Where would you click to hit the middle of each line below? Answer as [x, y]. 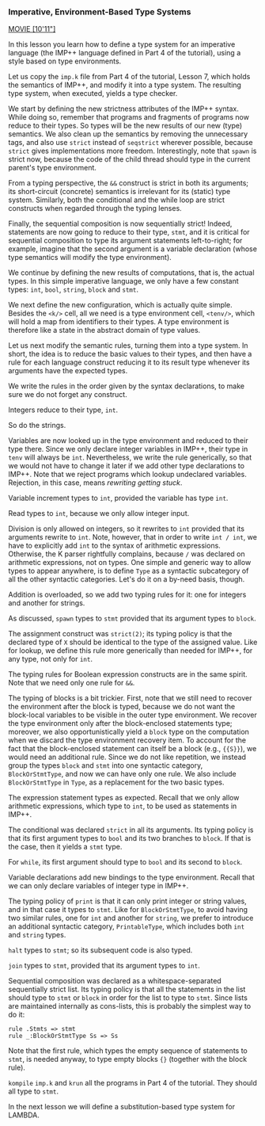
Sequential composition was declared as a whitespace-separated [115, 981]
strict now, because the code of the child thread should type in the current [129, 159]
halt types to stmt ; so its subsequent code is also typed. [100, 950]
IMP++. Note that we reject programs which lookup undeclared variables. [127, 475]
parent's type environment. [53, 168]
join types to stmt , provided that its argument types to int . [104, 966]
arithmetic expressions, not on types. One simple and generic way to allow [130, 563]
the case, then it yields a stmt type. [65, 847]
